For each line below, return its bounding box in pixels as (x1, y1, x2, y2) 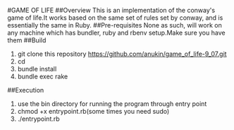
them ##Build (7, 36, 47, 45)
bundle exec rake (17, 72, 68, 81)
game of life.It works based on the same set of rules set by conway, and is (7, 13, 223, 22)
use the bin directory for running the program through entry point (17, 100, 207, 108)
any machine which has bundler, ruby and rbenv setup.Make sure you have (7, 28, 226, 37)
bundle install (17, 65, 57, 73)
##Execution (7, 86, 44, 94)
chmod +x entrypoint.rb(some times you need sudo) (17, 107, 170, 115)
